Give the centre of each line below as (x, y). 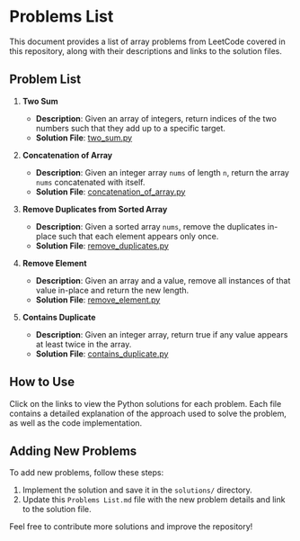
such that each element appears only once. (138, 236)
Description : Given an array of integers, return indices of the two (156, 118)
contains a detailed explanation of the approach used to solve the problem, (148, 413)
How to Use (42, 382)
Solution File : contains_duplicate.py (102, 354)
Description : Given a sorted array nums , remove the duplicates (150, 226)
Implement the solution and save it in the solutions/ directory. (137, 490)
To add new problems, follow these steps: (87, 473)
